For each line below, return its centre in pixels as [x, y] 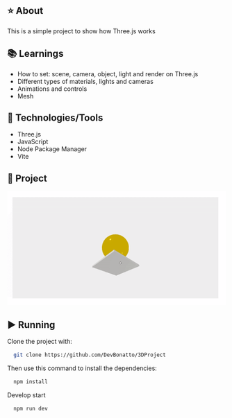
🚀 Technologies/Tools [55, 118]
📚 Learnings [35, 54]
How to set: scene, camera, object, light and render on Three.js [108, 73]
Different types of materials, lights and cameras [85, 81]
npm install [31, 382]
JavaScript [33, 142]
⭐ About [25, 11]
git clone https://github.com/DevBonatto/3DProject [90, 355]
